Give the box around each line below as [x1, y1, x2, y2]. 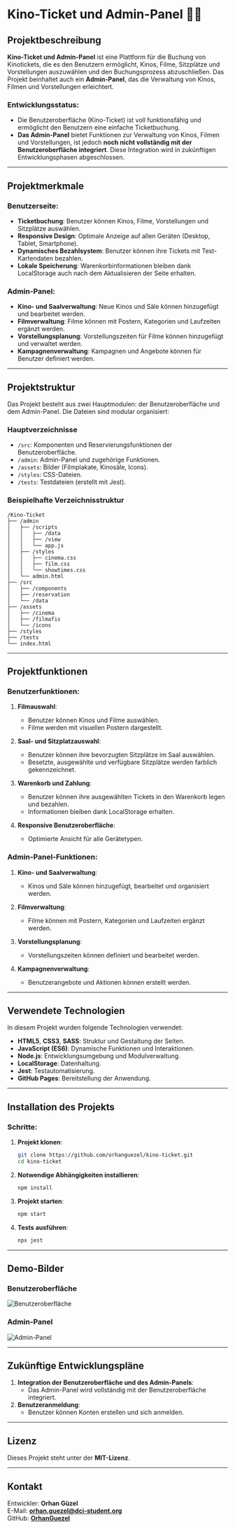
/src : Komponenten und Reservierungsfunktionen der [17, 441, 173, 449]
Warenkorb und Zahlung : [17, 779, 92, 787]
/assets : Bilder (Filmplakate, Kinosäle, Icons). [17, 463, 148, 471]
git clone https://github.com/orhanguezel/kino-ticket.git [17, 1151, 194, 1158]
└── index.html [7, 640, 52, 647]
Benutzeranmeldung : [17, 1401, 80, 1409]
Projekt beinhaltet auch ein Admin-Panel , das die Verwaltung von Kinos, [7, 75, 216, 83]
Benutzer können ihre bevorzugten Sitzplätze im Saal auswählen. [27, 751, 215, 759]
